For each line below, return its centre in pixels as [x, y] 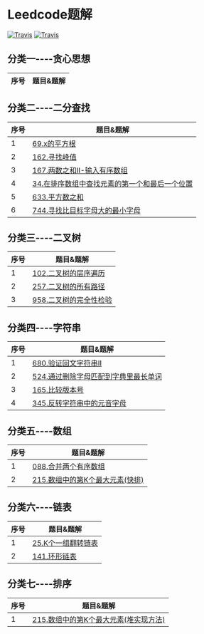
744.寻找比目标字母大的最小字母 [86, 210]
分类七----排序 [40, 584]
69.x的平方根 [54, 143]
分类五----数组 [40, 431]
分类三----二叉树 [44, 238]
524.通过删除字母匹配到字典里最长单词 [97, 377]
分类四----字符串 [44, 327]
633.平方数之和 [58, 197]
